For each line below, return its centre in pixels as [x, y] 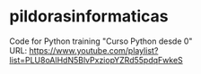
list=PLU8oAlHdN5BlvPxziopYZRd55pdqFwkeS [96, 60]
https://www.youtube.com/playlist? [94, 50]
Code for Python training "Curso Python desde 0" [101, 41]
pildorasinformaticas [89, 16]
